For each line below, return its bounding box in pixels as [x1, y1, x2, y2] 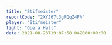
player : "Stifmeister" [6, 19, 62, 25]
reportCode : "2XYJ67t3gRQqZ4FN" [6, 14, 85, 20]
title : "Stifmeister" [6, 8, 59, 15]
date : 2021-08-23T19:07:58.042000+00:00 [6, 30, 107, 36]
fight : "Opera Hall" [6, 25, 57, 31]
